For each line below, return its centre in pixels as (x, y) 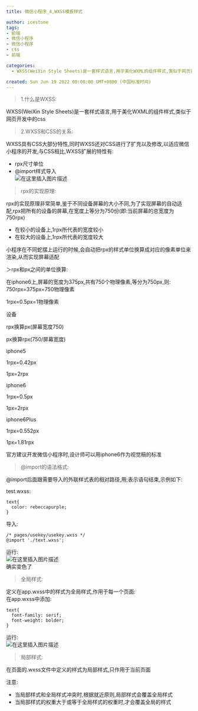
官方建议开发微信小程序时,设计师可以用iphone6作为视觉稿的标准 (84, 454)
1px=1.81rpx (20, 443)
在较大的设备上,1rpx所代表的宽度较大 (59, 237)
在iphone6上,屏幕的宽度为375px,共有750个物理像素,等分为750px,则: (88, 282)
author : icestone (27, 22)
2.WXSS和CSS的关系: (47, 132)
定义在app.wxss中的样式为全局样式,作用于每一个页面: (71, 592)
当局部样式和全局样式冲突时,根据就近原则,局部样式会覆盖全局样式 (93, 695)
